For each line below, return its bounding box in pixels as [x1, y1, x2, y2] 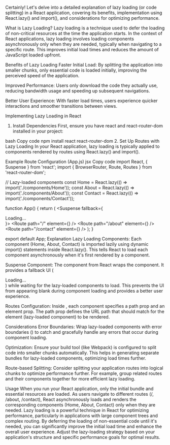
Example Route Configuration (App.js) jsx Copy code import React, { [5, 158, 148, 165]
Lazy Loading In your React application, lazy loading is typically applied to [5, 143, 160, 149]
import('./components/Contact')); [5, 196, 75, 201]
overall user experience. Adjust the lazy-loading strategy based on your [5, 429, 155, 435]
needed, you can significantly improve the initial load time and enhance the [5, 424, 162, 429]
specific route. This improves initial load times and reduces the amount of [5, 47, 159, 52]
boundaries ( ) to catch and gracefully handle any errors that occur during [5, 329, 158, 335]
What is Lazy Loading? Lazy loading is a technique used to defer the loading [5, 25, 165, 31]
